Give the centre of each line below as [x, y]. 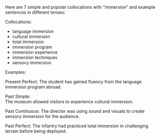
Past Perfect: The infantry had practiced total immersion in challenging [77, 126]
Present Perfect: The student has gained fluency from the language [73, 82]
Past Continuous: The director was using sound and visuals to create [75, 111]
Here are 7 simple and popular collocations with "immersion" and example [80, 7]
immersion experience [35, 52]
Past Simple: [18, 96]
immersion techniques [35, 57]
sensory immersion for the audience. [42, 116]
